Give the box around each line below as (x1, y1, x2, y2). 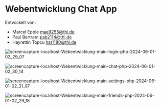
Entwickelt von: (5, 19, 36, 25)
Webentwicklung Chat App (5, 3, 117, 15)
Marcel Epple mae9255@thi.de (12, 29, 75, 35)
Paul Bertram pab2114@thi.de (12, 34, 72, 40)
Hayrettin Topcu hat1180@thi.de (12, 39, 77, 45)
